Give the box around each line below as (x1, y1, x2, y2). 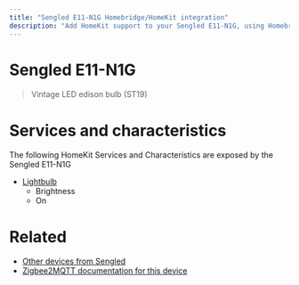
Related (9, 226, 67, 247)
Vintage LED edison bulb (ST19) (30, 89, 149, 100)
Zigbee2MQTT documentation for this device (21, 265, 188, 276)
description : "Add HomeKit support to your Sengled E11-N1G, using (9, 21, 265, 30)
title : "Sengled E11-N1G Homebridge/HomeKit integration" (9, 12, 229, 22)
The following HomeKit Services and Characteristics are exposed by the (9, 150, 274, 160)
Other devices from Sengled (21, 256, 126, 267)
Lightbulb (21, 176, 58, 187)
